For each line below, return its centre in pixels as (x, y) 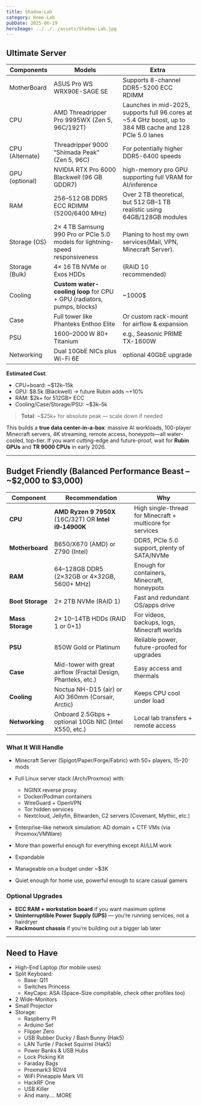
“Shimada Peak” (77, 152)
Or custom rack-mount (155, 317)
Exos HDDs (69, 275)
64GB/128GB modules (155, 217)
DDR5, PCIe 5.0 (156, 540)
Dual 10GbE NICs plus (85, 351)
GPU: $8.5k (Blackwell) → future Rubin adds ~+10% (79, 391)
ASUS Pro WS (73, 84)
